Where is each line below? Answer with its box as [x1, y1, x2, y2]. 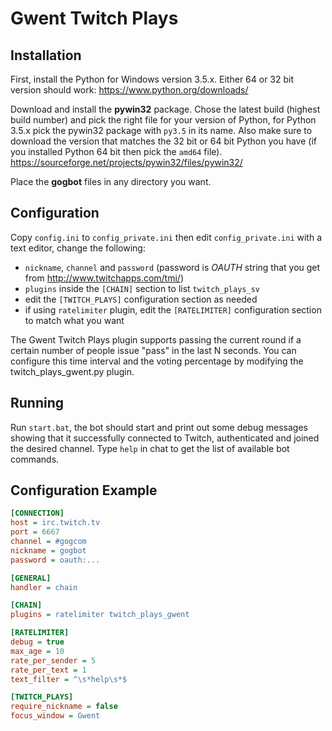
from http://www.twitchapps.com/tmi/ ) [24, 272, 185, 284]
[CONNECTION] [10, 508, 65, 519]
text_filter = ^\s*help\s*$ [10, 674, 128, 684]
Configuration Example [10, 482, 158, 499]
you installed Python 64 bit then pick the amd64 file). [10, 146, 223, 157]
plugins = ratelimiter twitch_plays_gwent [10, 610, 190, 620]
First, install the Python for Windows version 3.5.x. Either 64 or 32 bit [10, 73, 295, 85]
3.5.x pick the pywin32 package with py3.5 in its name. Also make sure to [10, 125, 313, 136]
